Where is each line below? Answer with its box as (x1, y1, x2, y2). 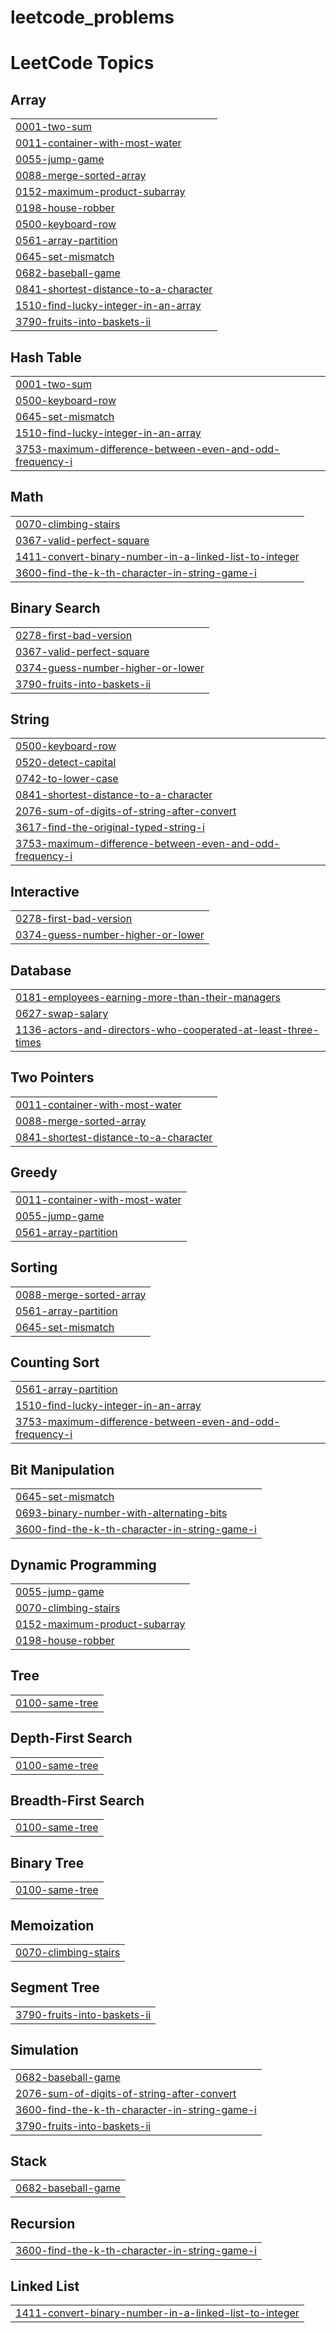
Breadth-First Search (10, 1792, 145, 1809)
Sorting (10, 1259, 58, 1276)
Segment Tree (10, 1979, 100, 1996)
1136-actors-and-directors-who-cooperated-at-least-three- (15, 1023, 320, 1037)
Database (10, 962, 72, 979)
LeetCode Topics (10, 52, 155, 75)
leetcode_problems (10, 6, 175, 29)
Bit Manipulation (10, 1461, 115, 1478)
